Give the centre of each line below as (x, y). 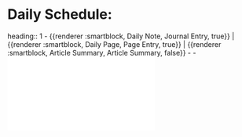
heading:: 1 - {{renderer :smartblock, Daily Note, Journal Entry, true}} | (121, 36)
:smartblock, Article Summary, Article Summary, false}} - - (102, 52)
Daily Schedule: (60, 14)
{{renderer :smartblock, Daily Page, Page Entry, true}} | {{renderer (114, 44)
